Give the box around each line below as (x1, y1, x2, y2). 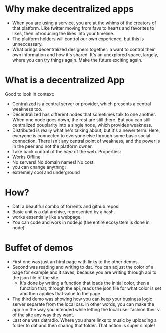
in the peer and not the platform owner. (12, 143, 93, 149)
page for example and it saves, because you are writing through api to (12, 269, 157, 275)
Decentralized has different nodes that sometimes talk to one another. (12, 111, 156, 117)
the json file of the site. (12, 274, 60, 280)
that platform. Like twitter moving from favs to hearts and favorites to (12, 25, 155, 31)
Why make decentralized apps (5, 3, 134, 15)
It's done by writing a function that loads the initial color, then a (19, 280, 150, 286)
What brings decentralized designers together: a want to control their (12, 46, 155, 52)
